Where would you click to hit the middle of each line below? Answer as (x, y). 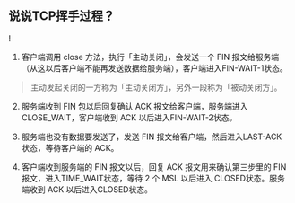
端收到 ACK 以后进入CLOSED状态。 (87, 189)
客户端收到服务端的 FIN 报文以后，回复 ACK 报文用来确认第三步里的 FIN (154, 167)
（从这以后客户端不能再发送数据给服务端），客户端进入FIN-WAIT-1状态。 (154, 68)
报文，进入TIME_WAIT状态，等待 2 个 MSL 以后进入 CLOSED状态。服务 (153, 178)
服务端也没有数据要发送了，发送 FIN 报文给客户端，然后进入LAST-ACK (152, 137)
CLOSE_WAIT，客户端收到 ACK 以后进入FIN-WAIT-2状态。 (129, 117)
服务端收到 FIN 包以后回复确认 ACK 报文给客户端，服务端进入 (134, 106)
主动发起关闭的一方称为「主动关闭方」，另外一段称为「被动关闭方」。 (156, 87)
